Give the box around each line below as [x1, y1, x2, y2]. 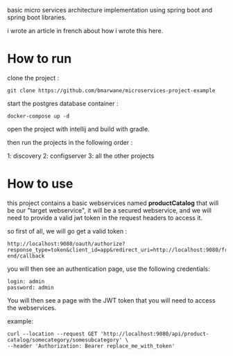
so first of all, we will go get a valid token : [7, 226, 128, 235]
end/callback [7, 252, 45, 259]
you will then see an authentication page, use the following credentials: [7, 265, 210, 273]
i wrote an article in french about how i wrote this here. [7, 27, 164, 35]
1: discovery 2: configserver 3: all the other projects [7, 152, 155, 160]
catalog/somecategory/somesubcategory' [7, 336, 123, 344]
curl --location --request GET [7, 330, 98, 337]
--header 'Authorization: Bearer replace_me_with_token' [7, 342, 175, 349]
